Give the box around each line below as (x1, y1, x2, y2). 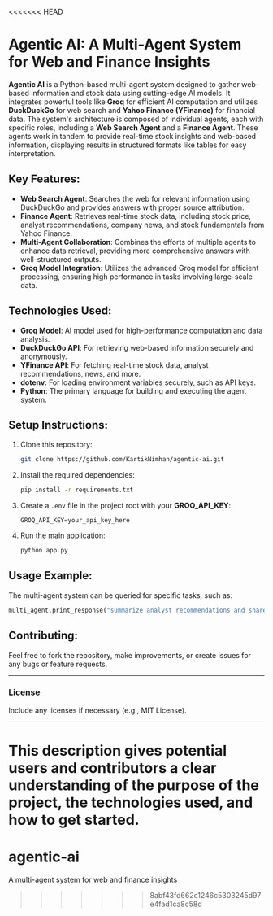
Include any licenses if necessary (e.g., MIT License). (8, 705, 187, 715)
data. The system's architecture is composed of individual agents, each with (8, 114, 264, 124)
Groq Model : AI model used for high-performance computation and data (19, 325, 263, 335)
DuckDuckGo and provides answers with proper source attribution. (19, 203, 245, 212)
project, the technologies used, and (8, 793, 253, 812)
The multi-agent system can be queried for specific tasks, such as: (8, 590, 233, 600)
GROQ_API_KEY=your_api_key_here (19, 517, 130, 525)
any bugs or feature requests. (8, 659, 108, 669)
